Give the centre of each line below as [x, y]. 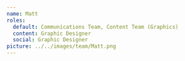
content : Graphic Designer [52, 33]
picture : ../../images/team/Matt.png [61, 46]
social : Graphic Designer [51, 40]
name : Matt [22, 14]
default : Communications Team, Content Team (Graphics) [96, 27]
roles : [16, 20]
